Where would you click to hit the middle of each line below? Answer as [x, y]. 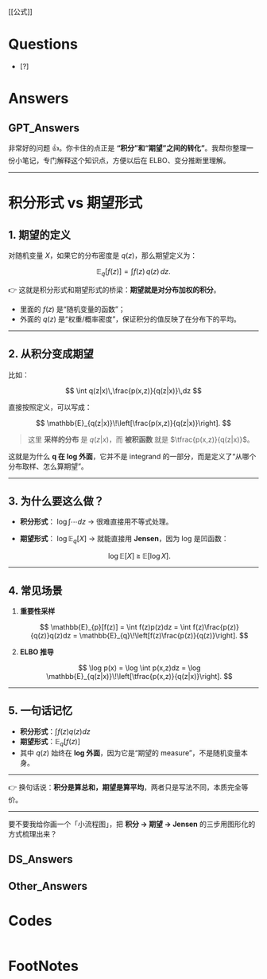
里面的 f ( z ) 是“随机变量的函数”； [72, 309]
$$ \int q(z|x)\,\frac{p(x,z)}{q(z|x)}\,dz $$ [133, 390]
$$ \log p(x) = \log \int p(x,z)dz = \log [139, 668]
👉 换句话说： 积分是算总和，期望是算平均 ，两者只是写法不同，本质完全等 [128, 787]
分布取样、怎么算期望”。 [48, 466]
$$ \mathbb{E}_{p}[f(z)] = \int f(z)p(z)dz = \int [115, 626]
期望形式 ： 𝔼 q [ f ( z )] [50, 742]
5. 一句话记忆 [41, 711]
